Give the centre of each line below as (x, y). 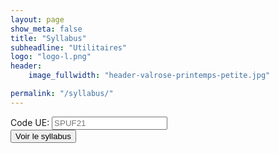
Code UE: (30, 122)
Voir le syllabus (43, 136)
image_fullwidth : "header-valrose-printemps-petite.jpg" (149, 76)
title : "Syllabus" (48, 38)
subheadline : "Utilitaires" (69, 47)
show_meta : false (46, 29)
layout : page (37, 19)
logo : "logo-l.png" (51, 57)
